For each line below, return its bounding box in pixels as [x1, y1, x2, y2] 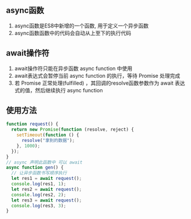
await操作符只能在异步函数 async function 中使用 [14, 65, 133, 72]
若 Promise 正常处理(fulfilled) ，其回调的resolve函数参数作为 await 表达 [14, 79, 185, 86]
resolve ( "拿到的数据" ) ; [21, 138, 75, 144]
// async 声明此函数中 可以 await [6, 159, 83, 165]
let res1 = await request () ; [11, 176, 82, 182]
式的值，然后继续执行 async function [14, 86, 103, 93]
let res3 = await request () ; [11, 197, 82, 203]
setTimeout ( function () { [16, 132, 80, 138]
